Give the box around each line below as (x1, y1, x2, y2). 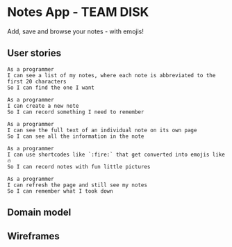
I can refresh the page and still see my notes (7, 182, 148, 189)
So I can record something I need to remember (7, 109, 144, 115)
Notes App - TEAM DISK (7, 4, 149, 20)
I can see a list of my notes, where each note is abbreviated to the (7, 72, 216, 79)
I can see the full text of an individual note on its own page (7, 127, 197, 134)
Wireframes (7, 230, 60, 242)
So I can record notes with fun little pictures (7, 163, 151, 170)
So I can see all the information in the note (7, 133, 144, 140)
